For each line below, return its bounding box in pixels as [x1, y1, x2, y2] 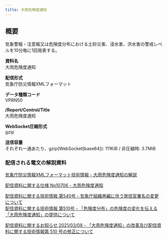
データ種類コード [5, 92, 40, 98]
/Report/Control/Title [5, 107, 50, 113]
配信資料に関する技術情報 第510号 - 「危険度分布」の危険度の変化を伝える [5, 205, 158, 211]
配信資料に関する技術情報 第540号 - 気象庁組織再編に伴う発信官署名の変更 [5, 193, 159, 199]
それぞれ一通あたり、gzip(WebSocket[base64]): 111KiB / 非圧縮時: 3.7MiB [5, 146, 156, 152]
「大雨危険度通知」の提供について [5, 212, 75, 218]
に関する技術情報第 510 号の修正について [9, 228, 94, 235]
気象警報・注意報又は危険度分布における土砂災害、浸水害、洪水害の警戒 [5, 41, 154, 47]
